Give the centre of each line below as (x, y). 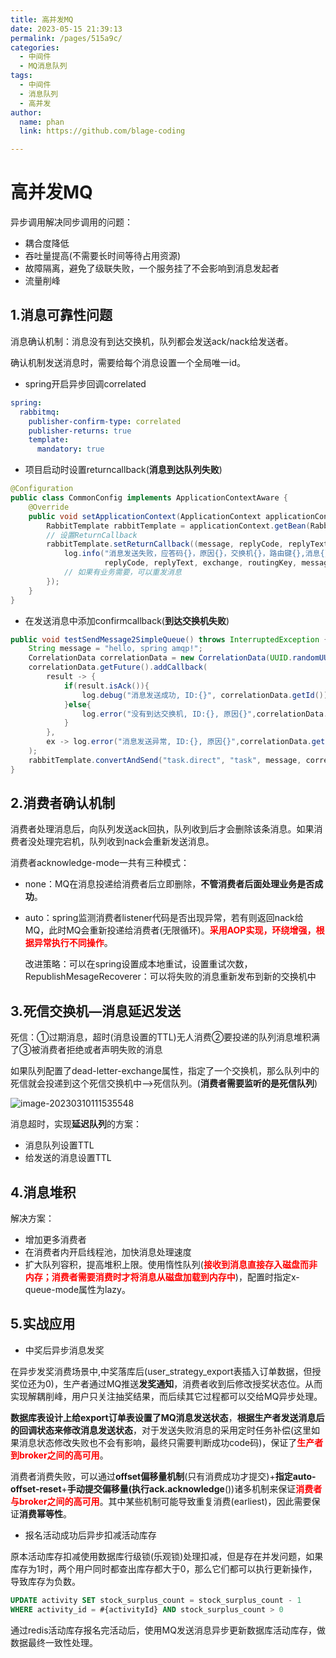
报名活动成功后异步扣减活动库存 (90, 1535)
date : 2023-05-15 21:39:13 (66, 29)
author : (26, 112)
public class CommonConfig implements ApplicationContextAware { (149, 498)
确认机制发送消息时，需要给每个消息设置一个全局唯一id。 (128, 362)
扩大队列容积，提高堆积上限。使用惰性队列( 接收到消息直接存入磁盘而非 (171, 1265)
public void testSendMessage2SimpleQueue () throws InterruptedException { (169, 639)
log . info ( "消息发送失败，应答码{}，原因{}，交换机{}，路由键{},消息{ (194, 554)
